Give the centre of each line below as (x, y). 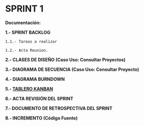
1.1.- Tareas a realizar (31, 41)
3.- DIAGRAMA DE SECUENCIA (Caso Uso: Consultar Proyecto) (72, 69)
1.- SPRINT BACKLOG (28, 32)
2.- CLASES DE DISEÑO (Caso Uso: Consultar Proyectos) (65, 59)
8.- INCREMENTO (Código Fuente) (41, 118)
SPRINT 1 (24, 9)
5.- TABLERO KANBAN (29, 89)
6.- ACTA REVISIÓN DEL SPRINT (39, 98)
